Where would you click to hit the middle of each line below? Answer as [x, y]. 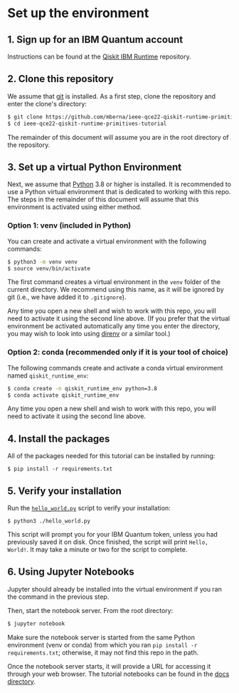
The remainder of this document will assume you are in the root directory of [118, 137]
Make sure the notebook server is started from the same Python [101, 637]
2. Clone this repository [60, 79]
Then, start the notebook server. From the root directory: [90, 610]
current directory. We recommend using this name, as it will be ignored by [116, 290]
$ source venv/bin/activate [49, 268]
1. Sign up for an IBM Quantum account [95, 40]
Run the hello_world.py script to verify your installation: [89, 508]
